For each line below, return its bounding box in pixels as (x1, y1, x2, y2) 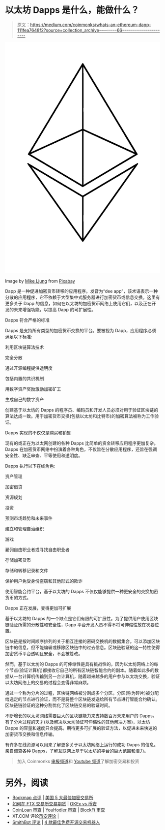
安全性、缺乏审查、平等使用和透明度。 (5, 452, 82, 458)
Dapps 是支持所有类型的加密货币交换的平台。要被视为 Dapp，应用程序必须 (5, 328, 156, 334)
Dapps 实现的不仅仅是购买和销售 (5, 430, 71, 436)
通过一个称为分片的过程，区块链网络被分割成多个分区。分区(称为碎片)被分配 (5, 690, 159, 696)
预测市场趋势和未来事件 (5, 515, 53, 521)
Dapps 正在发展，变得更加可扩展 (5, 605, 71, 611)
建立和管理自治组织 (5, 526, 44, 532)
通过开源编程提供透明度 (5, 365, 53, 371)
